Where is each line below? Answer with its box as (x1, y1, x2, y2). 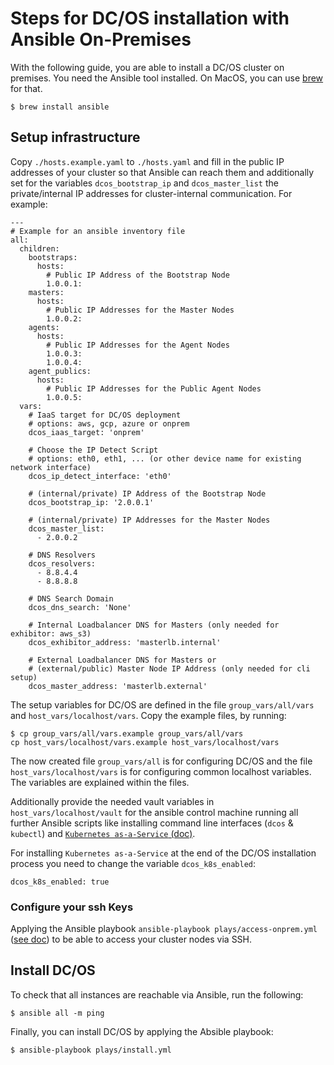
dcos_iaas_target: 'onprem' (28, 427, 145, 437)
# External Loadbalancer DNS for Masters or (28, 655, 217, 665)
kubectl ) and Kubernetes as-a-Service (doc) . (10, 827, 196, 839)
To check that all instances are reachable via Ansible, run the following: (10, 988, 304, 1001)
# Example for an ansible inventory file (10, 226, 186, 236)
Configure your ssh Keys (10, 900, 134, 914)
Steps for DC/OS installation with (10, 7, 290, 30)
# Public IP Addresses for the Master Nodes (46, 305, 235, 315)
